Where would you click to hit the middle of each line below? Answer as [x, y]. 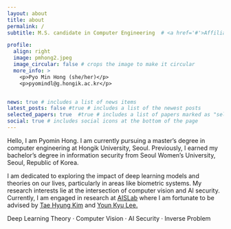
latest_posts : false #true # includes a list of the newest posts [104, 108]
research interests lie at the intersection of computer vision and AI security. [113, 190]
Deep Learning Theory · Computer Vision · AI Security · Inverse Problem [109, 218]
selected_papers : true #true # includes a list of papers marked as [109, 115]
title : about [26, 20]
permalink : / [26, 26]
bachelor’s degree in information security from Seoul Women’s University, [111, 155]
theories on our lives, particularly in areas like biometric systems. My [104, 183]
